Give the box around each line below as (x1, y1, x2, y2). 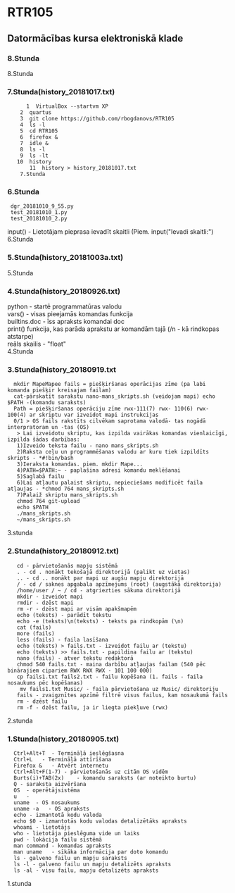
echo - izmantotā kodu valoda (13, 811, 102, 818)
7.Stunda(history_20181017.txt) (7, 87, 115, 96)
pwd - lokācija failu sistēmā (13, 836, 102, 843)
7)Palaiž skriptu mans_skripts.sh (16, 492, 118, 499)
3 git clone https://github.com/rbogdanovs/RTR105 (20, 115, 174, 123)
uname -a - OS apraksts (13, 805, 90, 812)
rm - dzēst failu (16, 698, 68, 705)
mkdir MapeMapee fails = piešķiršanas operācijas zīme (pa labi (13, 381, 206, 388)
